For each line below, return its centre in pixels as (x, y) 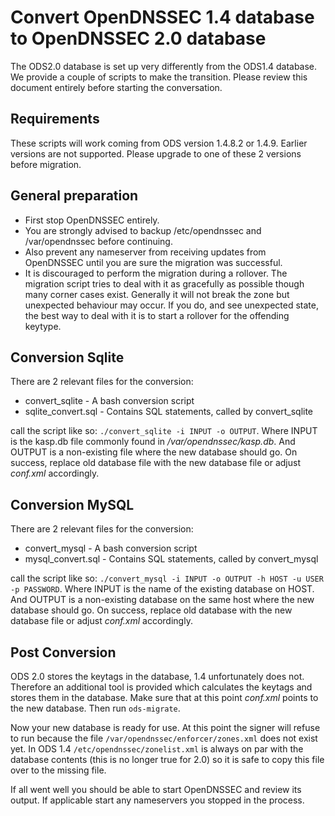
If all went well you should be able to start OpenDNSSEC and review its (156, 789)
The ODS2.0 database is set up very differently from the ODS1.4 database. (164, 66)
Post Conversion (63, 652)
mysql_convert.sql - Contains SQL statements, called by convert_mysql (171, 559)
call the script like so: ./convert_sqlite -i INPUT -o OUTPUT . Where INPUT (164, 431)
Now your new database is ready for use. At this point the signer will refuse (165, 727)
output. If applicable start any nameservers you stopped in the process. (157, 800)
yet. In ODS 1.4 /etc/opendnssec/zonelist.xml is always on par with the (157, 749)
